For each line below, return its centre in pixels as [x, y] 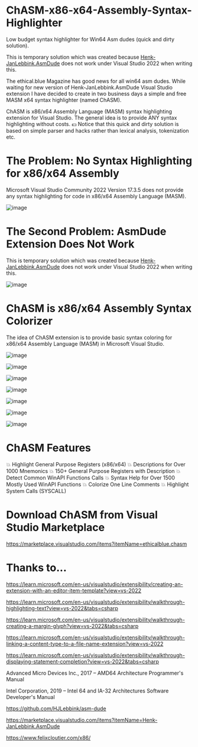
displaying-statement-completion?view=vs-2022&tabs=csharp [83, 661]
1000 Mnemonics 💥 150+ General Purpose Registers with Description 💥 [93, 471]
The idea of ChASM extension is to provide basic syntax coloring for [89, 337]
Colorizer [30, 321]
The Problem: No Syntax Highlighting [99, 161]
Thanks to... [36, 567]
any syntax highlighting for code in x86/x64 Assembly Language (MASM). [96, 196]
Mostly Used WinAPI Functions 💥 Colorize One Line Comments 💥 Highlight [98, 484]
